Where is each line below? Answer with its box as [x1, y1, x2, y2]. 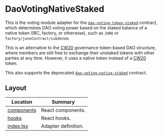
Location [11, 98, 33, 105]
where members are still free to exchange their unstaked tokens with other [5, 50, 155, 56]
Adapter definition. [40, 122, 84, 129]
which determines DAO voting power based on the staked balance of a [5, 24, 147, 30]
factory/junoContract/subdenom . [5, 35, 70, 41]
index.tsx [7, 122, 28, 129]
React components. [40, 107, 86, 113]
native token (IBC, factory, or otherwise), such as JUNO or [5, 30, 119, 36]
